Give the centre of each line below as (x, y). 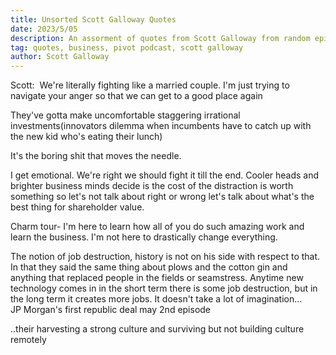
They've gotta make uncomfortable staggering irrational (125, 115)
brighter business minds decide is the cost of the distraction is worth (152, 186)
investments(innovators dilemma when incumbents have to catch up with (161, 126)
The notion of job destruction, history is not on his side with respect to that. (165, 257)
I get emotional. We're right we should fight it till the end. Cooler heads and (165, 175)
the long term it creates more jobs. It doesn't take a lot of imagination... (156, 299)
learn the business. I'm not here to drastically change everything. (144, 237)
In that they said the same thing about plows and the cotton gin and (149, 267)
